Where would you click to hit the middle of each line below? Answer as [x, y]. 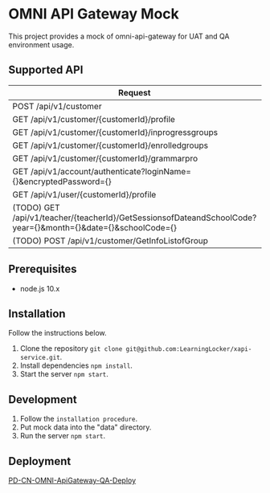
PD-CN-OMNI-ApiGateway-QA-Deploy [72, 480]
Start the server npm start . [64, 374]
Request [134, 92]
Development [43, 399]
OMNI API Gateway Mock [94, 14]
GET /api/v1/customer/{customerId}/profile [94, 119]
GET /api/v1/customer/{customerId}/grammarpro [105, 158]
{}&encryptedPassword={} [62, 181]
